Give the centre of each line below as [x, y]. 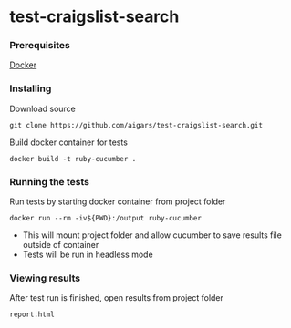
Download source [42, 108]
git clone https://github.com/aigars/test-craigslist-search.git [136, 125]
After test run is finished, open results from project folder [116, 298]
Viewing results [45, 278]
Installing [31, 88]
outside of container [61, 245]
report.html [32, 315]
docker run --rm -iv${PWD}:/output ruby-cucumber [106, 219]
